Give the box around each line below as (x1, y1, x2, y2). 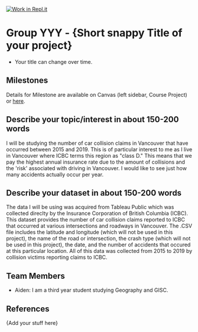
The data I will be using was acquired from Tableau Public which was (6, 204, 174, 211)
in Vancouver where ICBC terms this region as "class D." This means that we (6, 152, 192, 159)
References (6, 304, 50, 314)
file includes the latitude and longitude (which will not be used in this (6, 229, 173, 236)
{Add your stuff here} (6, 320, 58, 326)
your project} (6, 39, 73, 53)
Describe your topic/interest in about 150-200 (6, 115, 179, 125)
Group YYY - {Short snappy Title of (6, 27, 183, 40)
